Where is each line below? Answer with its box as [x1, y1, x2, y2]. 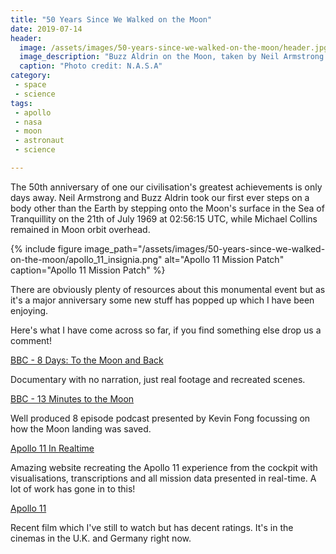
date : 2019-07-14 [10, 24, 83, 34]
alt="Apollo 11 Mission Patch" [164, 253, 285, 265]
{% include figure [10, 242, 83, 255]
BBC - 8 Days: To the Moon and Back [10, 354, 164, 366]
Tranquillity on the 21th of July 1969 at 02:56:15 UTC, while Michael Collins [10, 212, 318, 225]
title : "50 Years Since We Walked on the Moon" [10, 14, 213, 25]
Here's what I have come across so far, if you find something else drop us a [10, 324, 322, 336]
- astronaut [14, 136, 65, 146]
